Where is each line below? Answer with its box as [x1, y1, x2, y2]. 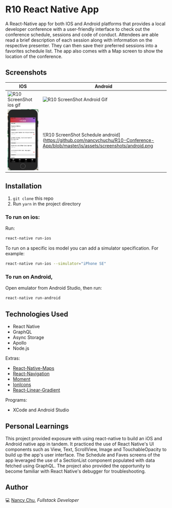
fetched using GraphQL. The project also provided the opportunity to [5, 462, 150, 468]
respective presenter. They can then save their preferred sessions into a [5, 42, 158, 48]
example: [5, 251, 25, 257]
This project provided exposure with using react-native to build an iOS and [5, 435, 162, 441]
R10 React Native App [5, 4, 99, 15]
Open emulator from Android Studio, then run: [5, 285, 102, 291]
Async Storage [12, 334, 45, 341]
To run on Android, [5, 273, 53, 280]
